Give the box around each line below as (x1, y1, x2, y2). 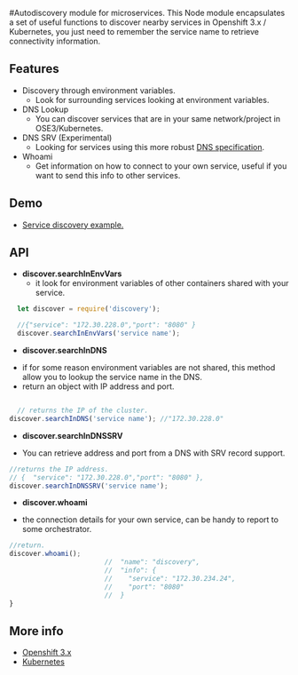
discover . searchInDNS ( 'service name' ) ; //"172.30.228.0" (9, 414, 224, 423)
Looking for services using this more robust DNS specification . (35, 141, 265, 152)
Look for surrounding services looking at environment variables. (35, 94, 270, 105)
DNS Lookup (21, 104, 69, 115)
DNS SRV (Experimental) (21, 132, 113, 143)
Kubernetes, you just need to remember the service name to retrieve (9, 27, 260, 36)
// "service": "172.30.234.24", (104, 574, 237, 583)
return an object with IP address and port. (21, 381, 175, 392)
